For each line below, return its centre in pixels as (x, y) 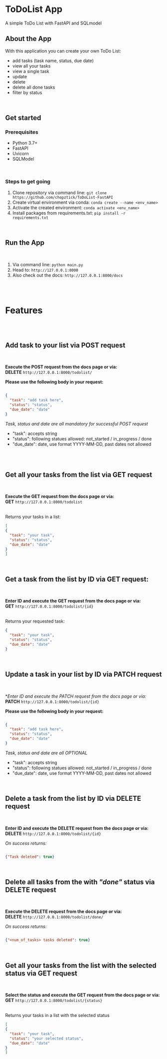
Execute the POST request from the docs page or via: (61, 367)
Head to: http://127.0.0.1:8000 (45, 270)
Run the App (25, 243)
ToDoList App (34, 9)
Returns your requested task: (35, 621)
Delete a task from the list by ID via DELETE (73, 799)
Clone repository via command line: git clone (60, 192)
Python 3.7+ (25, 143)
